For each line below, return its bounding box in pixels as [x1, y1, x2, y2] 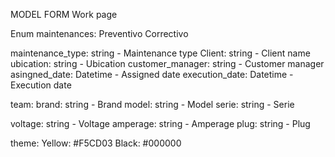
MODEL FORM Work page [10, 9, 118, 20]
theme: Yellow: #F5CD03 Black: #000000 [10, 137, 182, 149]
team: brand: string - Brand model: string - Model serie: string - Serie [10, 99, 295, 110]
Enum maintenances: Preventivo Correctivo [10, 28, 189, 39]
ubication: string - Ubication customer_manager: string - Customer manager [10, 58, 325, 69]
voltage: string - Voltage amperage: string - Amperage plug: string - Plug [10, 118, 311, 129]
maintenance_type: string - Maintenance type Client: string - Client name [10, 47, 311, 59]
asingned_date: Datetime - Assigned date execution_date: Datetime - [10, 69, 294, 80]
